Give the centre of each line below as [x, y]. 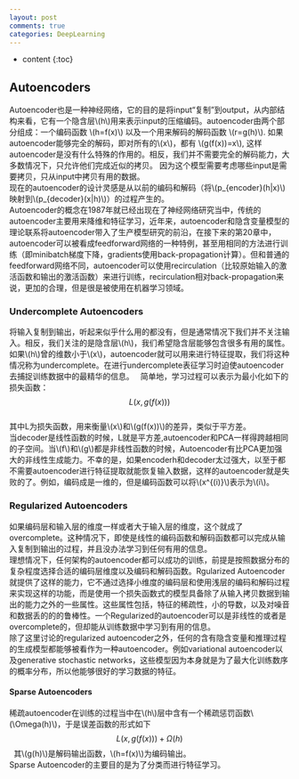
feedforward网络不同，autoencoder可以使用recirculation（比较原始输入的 [144, 266]
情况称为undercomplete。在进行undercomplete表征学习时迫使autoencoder [147, 365]
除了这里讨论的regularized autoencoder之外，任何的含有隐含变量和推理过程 [148, 637]
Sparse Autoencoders [51, 692]
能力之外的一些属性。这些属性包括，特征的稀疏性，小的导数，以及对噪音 [157, 604]
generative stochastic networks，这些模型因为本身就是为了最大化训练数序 [153, 660]
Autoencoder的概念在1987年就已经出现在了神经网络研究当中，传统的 [135, 210]
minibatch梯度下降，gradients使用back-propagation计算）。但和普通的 [161, 255]
